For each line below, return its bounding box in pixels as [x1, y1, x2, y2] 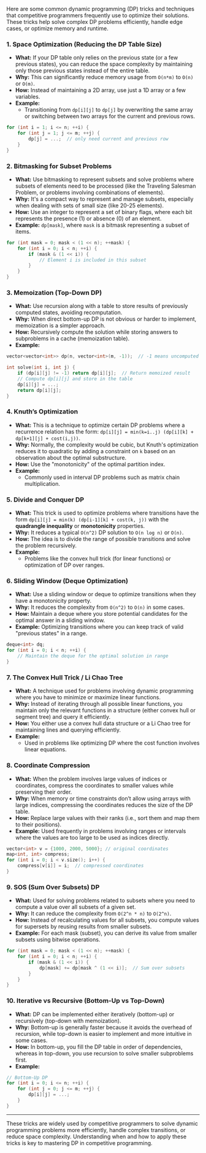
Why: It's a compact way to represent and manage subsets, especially [15, 195, 194, 202]
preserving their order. [15, 788, 72, 795]
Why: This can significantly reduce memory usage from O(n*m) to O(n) [15, 74, 194, 81]
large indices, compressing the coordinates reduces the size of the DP [15, 801, 193, 808]
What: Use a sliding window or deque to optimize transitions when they [15, 591, 196, 598]
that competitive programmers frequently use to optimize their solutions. [6, 12, 189, 19]
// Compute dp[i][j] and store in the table [17, 376, 133, 382]
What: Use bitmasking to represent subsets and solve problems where [15, 175, 194, 183]
